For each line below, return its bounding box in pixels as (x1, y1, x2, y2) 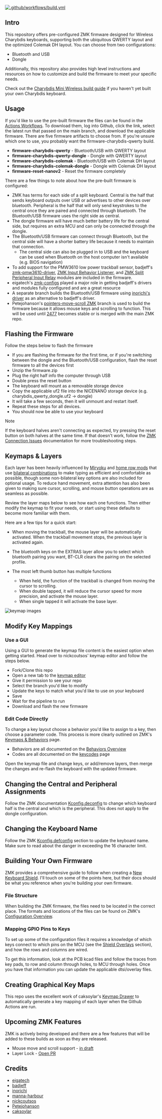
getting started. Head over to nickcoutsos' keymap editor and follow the (5, 652, 148, 658)
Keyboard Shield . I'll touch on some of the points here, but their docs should (5, 875, 156, 880)
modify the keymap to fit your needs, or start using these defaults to (5, 505, 141, 511)
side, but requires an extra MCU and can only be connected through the (12, 223, 155, 229)
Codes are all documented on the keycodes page (12, 751, 110, 757)
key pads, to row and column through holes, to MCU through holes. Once (5, 961, 150, 967)
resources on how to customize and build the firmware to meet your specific (5, 71, 157, 77)
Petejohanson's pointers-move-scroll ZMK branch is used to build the (12, 300, 150, 306)
